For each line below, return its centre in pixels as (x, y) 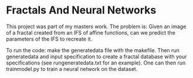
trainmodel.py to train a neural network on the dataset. (72, 69)
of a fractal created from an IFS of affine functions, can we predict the (91, 32)
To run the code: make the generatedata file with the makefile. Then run (93, 50)
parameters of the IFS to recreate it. (49, 39)
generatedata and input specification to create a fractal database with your (97, 56)
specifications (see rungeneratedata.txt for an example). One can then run (96, 63)
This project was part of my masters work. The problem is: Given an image (96, 26)
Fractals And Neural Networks (81, 10)
